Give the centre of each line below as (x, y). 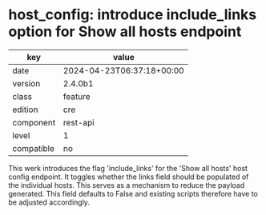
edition (25, 109)
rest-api (79, 122)
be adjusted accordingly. (49, 202)
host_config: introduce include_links (133, 15)
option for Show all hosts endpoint (125, 32)
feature (77, 96)
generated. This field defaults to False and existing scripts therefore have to (133, 193)
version (26, 83)
